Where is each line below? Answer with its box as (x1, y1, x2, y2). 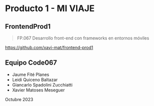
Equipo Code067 (5, 59, 58, 67)
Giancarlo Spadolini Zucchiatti (12, 82, 73, 88)
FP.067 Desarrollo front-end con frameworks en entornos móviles (17, 35, 150, 41)
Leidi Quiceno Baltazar (12, 76, 58, 83)
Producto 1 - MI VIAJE (5, 3, 95, 14)
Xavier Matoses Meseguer (12, 87, 65, 93)
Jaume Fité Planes (12, 71, 50, 77)
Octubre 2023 (5, 96, 33, 102)
